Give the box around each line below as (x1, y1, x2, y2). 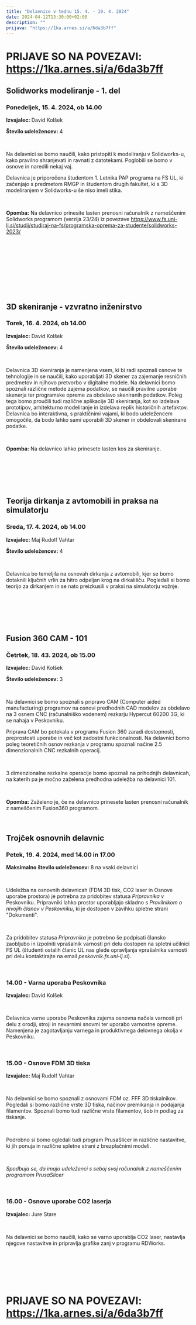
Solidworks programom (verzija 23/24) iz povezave (6, 216, 130, 223)
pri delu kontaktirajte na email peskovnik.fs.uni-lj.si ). (6, 952, 132, 959)
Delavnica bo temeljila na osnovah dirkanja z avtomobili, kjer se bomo (6, 570, 174, 577)
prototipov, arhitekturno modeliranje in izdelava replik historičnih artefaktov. (6, 404, 188, 411)
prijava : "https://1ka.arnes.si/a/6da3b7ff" (6, 25, 116, 31)
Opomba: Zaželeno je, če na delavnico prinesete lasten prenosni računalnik (6, 799, 188, 806)
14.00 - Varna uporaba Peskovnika (6, 978, 106, 986)
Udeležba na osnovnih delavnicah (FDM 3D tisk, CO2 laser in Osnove (6, 886, 173, 893)
